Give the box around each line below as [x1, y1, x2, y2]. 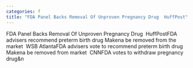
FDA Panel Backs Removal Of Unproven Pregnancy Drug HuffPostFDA [6, 30, 178, 37]
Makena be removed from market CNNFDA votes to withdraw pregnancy [6, 49, 184, 56]
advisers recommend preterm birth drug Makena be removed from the [6, 36, 177, 43]
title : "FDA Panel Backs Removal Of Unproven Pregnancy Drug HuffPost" [6, 14, 188, 20]
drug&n [6, 55, 24, 62]
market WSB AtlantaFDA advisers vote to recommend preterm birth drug [6, 42, 184, 50]
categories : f [6, 8, 41, 15]
